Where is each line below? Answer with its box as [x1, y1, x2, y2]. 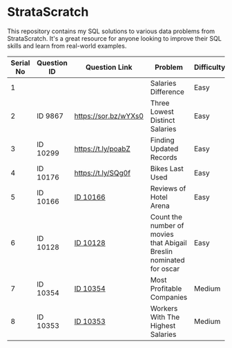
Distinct [150, 115, 175, 125]
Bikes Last [150, 164, 184, 173]
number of [150, 220, 184, 230]
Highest [150, 320, 176, 330]
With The [150, 312, 180, 322]
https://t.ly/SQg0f [74, 168, 131, 177]
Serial [10, 58, 30, 68]
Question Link [85, 62, 133, 72]
